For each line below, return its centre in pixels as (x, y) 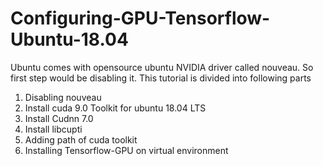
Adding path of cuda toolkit (81, 139)
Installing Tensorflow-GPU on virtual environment (126, 150)
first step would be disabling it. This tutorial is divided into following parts (161, 78)
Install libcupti (53, 129)
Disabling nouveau (63, 97)
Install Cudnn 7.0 (59, 118)
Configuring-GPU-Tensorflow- (140, 18)
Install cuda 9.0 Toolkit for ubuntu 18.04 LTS (115, 108)
